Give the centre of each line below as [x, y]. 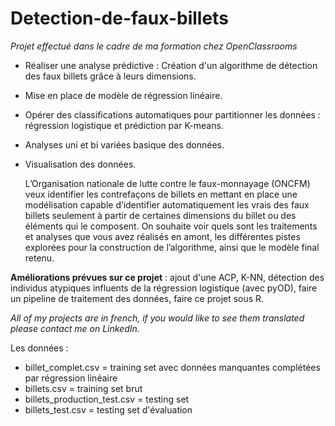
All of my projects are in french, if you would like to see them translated [157, 318]
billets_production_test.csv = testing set [107, 399]
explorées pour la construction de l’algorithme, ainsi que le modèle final [172, 247]
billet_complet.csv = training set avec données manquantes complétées [172, 367]
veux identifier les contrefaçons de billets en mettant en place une [161, 194]
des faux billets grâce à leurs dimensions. [110, 76]
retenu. [39, 258]
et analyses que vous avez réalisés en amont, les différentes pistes [162, 236]
